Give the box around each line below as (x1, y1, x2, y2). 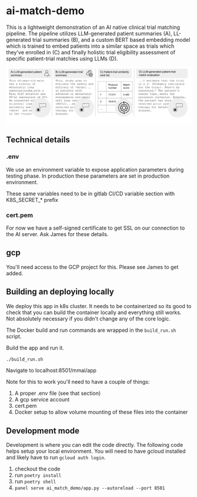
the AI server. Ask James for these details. (6, 230, 109, 237)
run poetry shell (14, 478, 56, 485)
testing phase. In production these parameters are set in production (6, 172, 170, 179)
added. (6, 270, 24, 277)
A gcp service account (14, 396, 70, 403)
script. (6, 332, 22, 340)
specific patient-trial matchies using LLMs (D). (6, 55, 119, 62)
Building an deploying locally (6, 287, 115, 297)
